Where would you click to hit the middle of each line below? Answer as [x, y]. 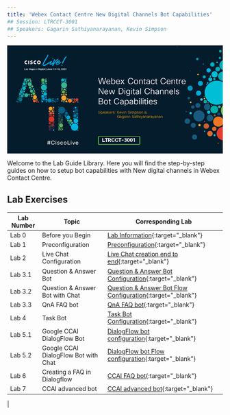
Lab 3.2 [21, 292]
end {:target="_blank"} [138, 261]
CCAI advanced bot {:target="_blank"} [160, 389]
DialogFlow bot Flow [136, 352]
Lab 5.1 [21, 335]
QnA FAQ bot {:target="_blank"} [151, 305]
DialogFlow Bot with [70, 355]
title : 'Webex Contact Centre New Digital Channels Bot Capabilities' [110, 14]
